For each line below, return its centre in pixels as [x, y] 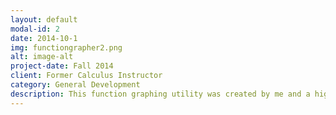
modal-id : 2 [35, 29]
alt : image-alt [42, 57]
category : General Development [75, 85]
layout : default [44, 19]
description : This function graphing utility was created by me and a [160, 94]
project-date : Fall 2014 [62, 66]
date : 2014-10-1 [44, 38]
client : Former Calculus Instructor [86, 76]
